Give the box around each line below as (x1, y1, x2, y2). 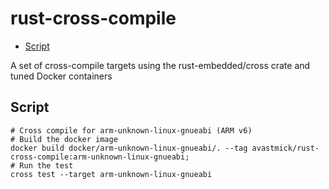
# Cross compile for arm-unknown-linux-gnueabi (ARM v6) (10, 125, 253, 136)
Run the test (19, 160, 74, 171)
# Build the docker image (10, 134, 118, 144)
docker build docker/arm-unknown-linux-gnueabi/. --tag (10, 143, 248, 153)
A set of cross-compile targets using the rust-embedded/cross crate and (10, 59, 311, 71)
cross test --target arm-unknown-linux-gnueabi (10, 169, 213, 179)
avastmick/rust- (251, 143, 320, 153)
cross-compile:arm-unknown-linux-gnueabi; (10, 152, 190, 162)
